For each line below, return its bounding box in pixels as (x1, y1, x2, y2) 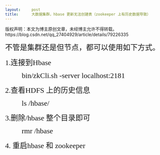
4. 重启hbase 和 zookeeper (5, 141, 86, 150)
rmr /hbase (22, 126, 53, 135)
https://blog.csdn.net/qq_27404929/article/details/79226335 (5, 31, 129, 37)
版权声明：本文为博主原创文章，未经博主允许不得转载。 (5, 26, 117, 32)
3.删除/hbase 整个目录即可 (5, 114, 91, 122)
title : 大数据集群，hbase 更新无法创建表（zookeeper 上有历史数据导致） (5, 12, 151, 17)
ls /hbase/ (22, 99, 50, 107)
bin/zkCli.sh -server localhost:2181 (22, 71, 125, 80)
